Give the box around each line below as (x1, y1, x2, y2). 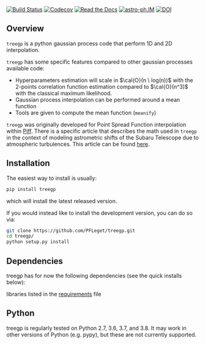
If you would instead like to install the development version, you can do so (6, 209, 193, 217)
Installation (6, 158, 50, 168)
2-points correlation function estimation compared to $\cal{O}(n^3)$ (15, 83, 188, 90)
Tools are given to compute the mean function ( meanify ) (15, 109, 157, 116)
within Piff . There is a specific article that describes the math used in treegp (6, 127, 197, 135)
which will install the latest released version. (6, 197, 117, 204)
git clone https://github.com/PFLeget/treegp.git (6, 227, 136, 234)
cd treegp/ (6, 233, 34, 239)
